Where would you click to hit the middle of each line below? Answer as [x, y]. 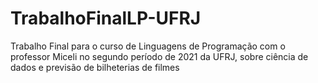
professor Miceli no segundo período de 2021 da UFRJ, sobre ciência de [159, 56]
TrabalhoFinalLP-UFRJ [106, 18]
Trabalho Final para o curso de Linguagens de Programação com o [148, 46]
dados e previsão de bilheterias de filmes [95, 67]
